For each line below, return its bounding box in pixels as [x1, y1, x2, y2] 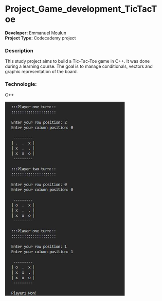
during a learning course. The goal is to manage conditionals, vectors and [5, 63, 153, 69]
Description [5, 47, 34, 54]
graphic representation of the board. [5, 69, 78, 75]
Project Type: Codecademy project [5, 35, 76, 41]
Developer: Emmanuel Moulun [5, 30, 67, 36]
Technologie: [5, 81, 37, 88]
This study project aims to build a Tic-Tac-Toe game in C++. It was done [5, 58, 150, 64]
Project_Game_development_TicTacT [5, 3, 157, 15]
